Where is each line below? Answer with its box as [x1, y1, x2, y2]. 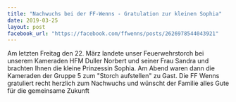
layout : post [7, 23, 46, 30]
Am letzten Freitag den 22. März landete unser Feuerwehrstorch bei [7, 49, 204, 58]
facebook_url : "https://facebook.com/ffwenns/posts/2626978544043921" [7, 30, 219, 37]
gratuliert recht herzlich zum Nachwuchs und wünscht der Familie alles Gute [7, 79, 230, 88]
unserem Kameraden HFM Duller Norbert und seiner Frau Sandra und [7, 57, 209, 65]
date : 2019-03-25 [7, 17, 58, 24]
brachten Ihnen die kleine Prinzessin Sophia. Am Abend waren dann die [7, 64, 215, 72]
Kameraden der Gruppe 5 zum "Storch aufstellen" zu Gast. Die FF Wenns [7, 72, 220, 80]
